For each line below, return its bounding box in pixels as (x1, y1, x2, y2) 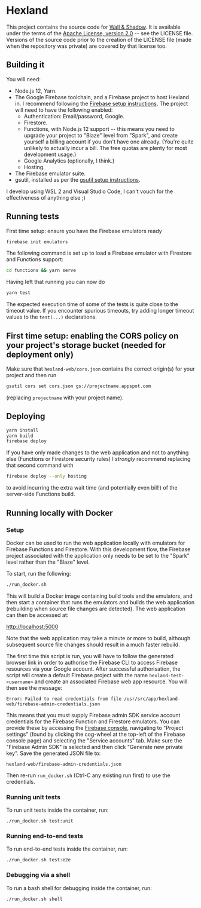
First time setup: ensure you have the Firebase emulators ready (6, 227, 163, 234)
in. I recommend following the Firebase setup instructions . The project (14, 100, 188, 107)
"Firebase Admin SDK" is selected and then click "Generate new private (6, 743, 184, 750)
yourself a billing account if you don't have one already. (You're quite (23, 138, 194, 145)
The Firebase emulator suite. (14, 170, 86, 177)
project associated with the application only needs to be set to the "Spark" (6, 552, 190, 559)
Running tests (6, 212, 60, 222)
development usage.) (23, 151, 77, 158)
